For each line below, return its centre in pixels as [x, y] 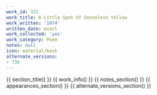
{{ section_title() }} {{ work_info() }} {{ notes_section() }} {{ [78, 79]
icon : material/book [32, 51]
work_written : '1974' [33, 23]
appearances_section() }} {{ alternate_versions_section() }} [79, 85]
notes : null [21, 46]
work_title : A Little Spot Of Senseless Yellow [67, 17]
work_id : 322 [22, 12]
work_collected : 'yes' [34, 34]
